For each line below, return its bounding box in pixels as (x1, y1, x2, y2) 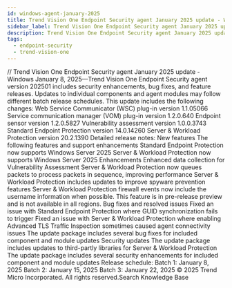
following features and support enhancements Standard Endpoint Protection (7, 141, 224, 149)
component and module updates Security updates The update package (7, 236, 211, 244)
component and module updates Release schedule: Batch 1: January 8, (7, 258, 209, 267)
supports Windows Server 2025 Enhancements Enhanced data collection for (7, 155, 225, 164)
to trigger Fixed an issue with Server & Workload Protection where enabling (7, 214, 222, 222)
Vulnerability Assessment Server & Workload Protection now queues (7, 163, 202, 171)
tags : (7, 36, 23, 43)
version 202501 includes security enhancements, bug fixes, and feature (7, 82, 211, 90)
